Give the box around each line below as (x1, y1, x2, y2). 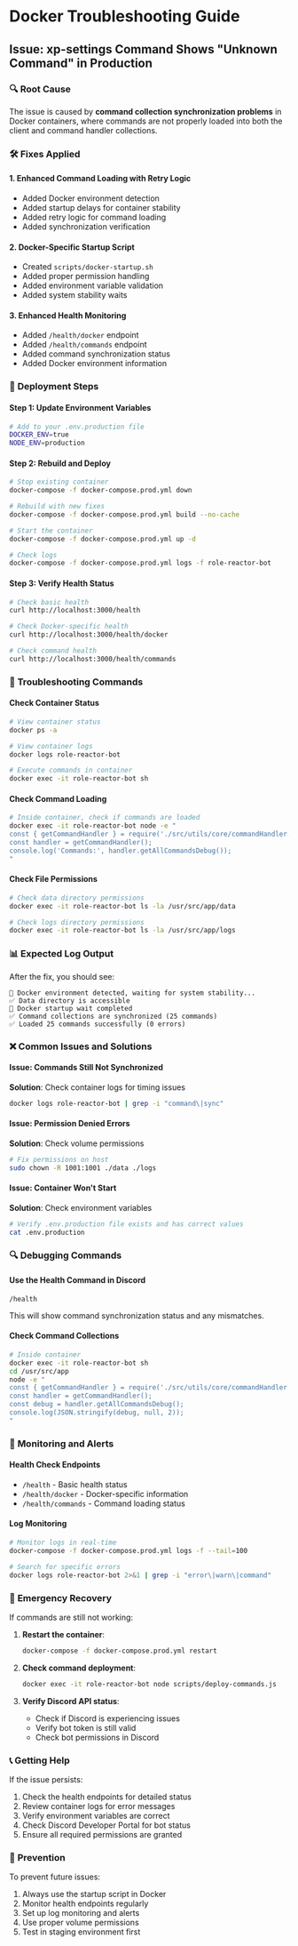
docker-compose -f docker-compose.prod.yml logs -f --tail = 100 (9, 1546, 248, 1555)
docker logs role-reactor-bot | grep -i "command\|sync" (9, 1099, 224, 1108)
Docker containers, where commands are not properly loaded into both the (9, 116, 283, 126)
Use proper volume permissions (21, 1918, 139, 1928)
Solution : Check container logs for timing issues (9, 1082, 186, 1093)
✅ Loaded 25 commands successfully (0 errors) (9, 1020, 186, 1029)
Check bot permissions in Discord (35, 1732, 160, 1742)
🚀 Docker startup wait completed (9, 1004, 133, 1013)
